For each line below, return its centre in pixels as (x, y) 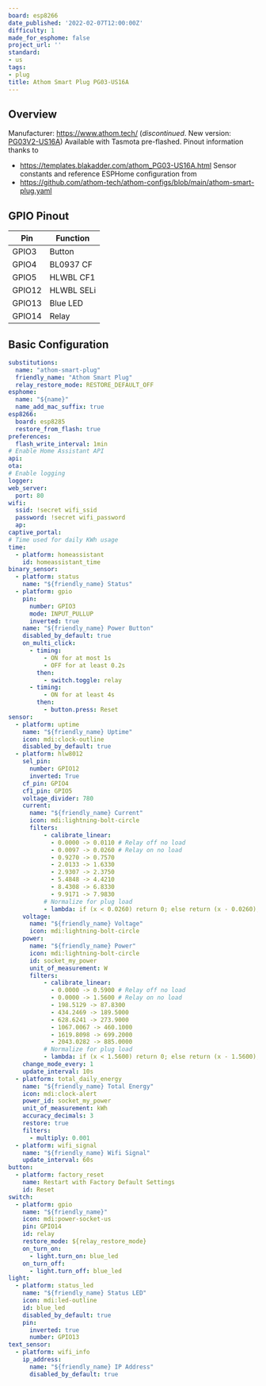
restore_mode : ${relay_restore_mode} (85, 1241)
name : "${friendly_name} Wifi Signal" (86, 1152)
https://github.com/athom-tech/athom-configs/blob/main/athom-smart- (137, 183)
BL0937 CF (71, 264)
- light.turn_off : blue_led (76, 1271)
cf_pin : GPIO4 (46, 783)
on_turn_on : (42, 1249)
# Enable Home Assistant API (56, 451)
